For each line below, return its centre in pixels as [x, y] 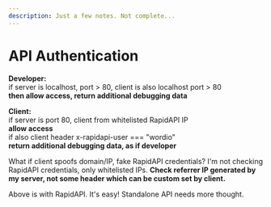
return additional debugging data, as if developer [92, 146]
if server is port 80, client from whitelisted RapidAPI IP [98, 120]
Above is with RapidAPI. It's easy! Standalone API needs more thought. [126, 194]
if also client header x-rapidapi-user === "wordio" [92, 137]
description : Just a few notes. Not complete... [92, 16]
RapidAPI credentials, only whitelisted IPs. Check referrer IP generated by [132, 170]
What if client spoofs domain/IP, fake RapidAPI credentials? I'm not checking [136, 161]
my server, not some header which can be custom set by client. [117, 178]
